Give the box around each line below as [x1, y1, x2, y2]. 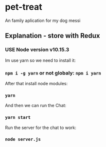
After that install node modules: [5, 80, 68, 86]
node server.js [5, 137, 41, 142]
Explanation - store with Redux [5, 32, 100, 40]
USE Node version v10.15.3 [5, 46, 70, 53]
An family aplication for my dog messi [5, 18, 81, 23]
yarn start [5, 115, 31, 120]
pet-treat [5, 1, 42, 13]
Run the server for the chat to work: [5, 125, 77, 130]
